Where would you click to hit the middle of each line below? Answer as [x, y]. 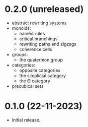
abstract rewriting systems [39, 23]
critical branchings [38, 39]
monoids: [21, 28]
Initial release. [26, 120]
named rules [32, 33]
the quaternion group [41, 60]
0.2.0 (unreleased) [44, 9]
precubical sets [28, 86]
